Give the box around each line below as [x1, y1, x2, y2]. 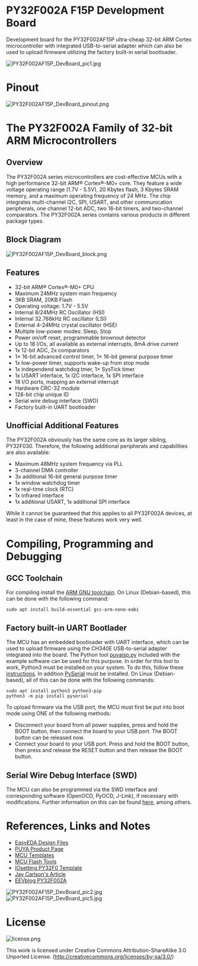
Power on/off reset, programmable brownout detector [14, 334, 146, 341]
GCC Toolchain [6, 573, 63, 583]
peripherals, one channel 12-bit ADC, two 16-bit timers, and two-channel [6, 204, 183, 211]
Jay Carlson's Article [14, 870, 66, 877]
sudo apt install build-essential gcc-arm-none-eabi [6, 607, 139, 613]
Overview [6, 157, 43, 168]
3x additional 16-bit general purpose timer [14, 473, 117, 480]
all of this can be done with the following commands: [25, 677, 155, 684]
